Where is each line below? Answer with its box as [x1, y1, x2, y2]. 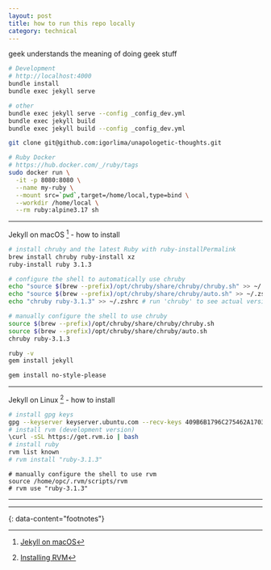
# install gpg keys [8, 410, 74, 419]
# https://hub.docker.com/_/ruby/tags [8, 161, 139, 170]
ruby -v [8, 349, 35, 357]
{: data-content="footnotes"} [8, 513, 105, 523]
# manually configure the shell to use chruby [8, 312, 168, 320]
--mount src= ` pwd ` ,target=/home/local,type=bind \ [15, 191, 190, 199]
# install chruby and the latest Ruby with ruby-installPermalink [8, 245, 236, 253]
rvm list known [8, 448, 60, 457]
